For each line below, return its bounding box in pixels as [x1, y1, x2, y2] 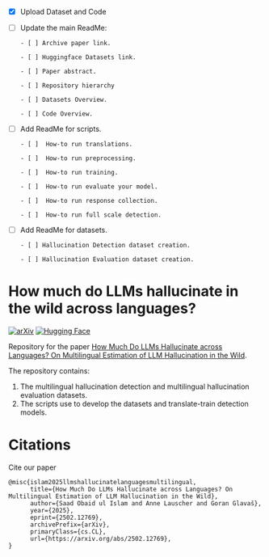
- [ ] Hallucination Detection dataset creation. [19, 242, 191, 250]
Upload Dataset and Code [19, 7, 107, 16]
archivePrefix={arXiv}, [29, 521, 111, 529]
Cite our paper [8, 462, 57, 472]
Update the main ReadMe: [19, 23, 107, 33]
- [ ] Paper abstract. [19, 68, 97, 76]
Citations [8, 436, 71, 454]
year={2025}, [29, 507, 74, 515]
